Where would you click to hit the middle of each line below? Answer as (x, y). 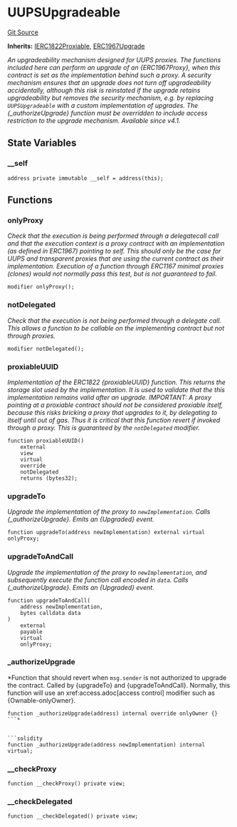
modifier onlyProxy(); (41, 287)
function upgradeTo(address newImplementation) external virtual (106, 533)
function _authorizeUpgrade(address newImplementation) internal (106, 745)
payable (31, 632)
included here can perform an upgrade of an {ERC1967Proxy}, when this (114, 67)
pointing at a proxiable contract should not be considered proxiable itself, (115, 405)
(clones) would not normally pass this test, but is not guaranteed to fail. (112, 274)
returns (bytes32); (49, 478)
